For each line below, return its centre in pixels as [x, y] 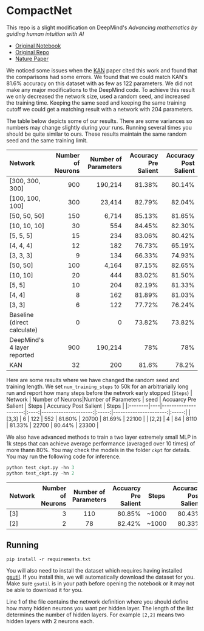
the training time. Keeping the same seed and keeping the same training [96, 103]
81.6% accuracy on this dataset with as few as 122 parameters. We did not [99, 83]
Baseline [22, 315]
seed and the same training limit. [47, 140]
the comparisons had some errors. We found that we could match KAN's [97, 77]
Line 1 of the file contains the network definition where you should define [97, 601]
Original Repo [32, 52]
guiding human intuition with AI [45, 33]
